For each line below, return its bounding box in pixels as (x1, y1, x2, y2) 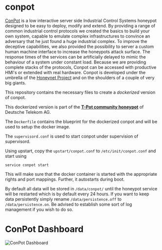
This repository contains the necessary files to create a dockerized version (5, 89, 156, 95)
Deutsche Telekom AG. (5, 109, 51, 115)
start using (5, 153, 27, 159)
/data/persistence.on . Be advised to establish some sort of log (5, 201, 132, 207)
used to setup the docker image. (5, 124, 70, 129)
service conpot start (5, 163, 49, 167)
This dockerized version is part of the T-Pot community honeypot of (5, 104, 144, 110)
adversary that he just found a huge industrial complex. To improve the (5, 38, 147, 44)
